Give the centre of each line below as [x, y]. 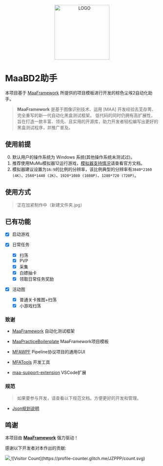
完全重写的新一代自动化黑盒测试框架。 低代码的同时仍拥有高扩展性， [86, 115]
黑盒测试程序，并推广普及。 [45, 127]
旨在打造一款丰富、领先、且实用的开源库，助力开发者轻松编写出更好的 [88, 121]
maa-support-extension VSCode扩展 [49, 372]
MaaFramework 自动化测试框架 [43, 331]
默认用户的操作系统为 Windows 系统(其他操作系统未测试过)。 [73, 157]
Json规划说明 [26, 408]
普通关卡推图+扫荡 [38, 299]
